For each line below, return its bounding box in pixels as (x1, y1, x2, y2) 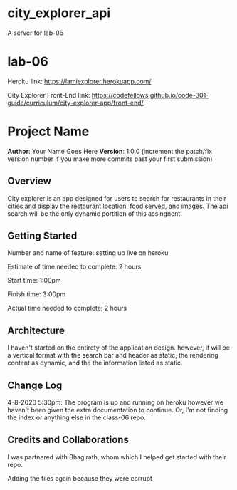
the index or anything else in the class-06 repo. (7, 413, 146, 422)
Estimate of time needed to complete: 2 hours (7, 262, 142, 271)
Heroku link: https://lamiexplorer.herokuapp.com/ (7, 77, 152, 85)
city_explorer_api (7, 5, 111, 21)
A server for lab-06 (7, 28, 64, 37)
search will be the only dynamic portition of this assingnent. (7, 209, 183, 218)
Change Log (7, 379, 63, 391)
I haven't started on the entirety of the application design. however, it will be (7, 343, 230, 352)
